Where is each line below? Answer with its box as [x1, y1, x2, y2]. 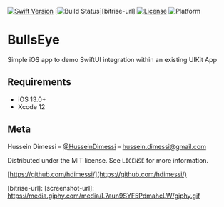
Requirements [7, 76, 71, 89]
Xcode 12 [17, 102, 46, 111]
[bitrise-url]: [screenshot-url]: [7, 183, 94, 192]
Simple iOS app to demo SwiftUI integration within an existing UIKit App [7, 55, 218, 64]
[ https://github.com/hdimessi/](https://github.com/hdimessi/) [7, 170, 188, 178]
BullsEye [7, 32, 60, 48]
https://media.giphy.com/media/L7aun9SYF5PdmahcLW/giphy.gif [7, 191, 200, 200]
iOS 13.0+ [17, 95, 46, 103]
